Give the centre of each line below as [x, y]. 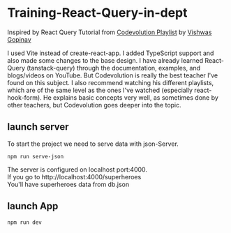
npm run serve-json [36, 156]
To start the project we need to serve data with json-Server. [93, 144]
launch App [33, 206]
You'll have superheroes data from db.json [68, 184]
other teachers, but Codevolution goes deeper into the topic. [94, 105]
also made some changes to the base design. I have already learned [105, 60]
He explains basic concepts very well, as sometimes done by [131, 97]
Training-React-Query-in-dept [97, 13]
